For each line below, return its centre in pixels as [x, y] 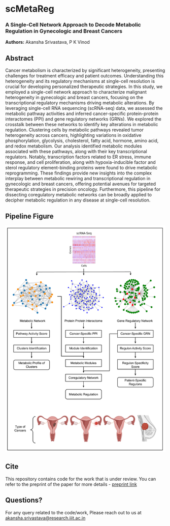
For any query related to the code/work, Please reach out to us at [73, 512]
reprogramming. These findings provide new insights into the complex [79, 173]
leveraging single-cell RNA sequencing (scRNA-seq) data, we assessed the [84, 108]
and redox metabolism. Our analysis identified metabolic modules [74, 146]
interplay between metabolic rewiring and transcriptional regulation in [78, 179]
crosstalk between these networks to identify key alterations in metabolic [82, 125]
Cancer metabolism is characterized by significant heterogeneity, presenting [85, 70]
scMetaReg [30, 9]
